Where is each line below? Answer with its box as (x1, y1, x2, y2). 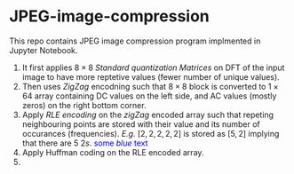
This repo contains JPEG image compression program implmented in (9, 36, 261, 46)
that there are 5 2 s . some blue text (21, 138, 148, 148)
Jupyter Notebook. (9, 44, 78, 55)
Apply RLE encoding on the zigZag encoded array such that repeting (21, 109, 274, 120)
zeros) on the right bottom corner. (21, 99, 147, 110)
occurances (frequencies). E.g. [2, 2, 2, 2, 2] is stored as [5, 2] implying (21, 128, 280, 138)
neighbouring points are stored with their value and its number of (21, 118, 260, 130)
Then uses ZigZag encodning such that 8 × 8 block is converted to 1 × (21, 81, 279, 91)
